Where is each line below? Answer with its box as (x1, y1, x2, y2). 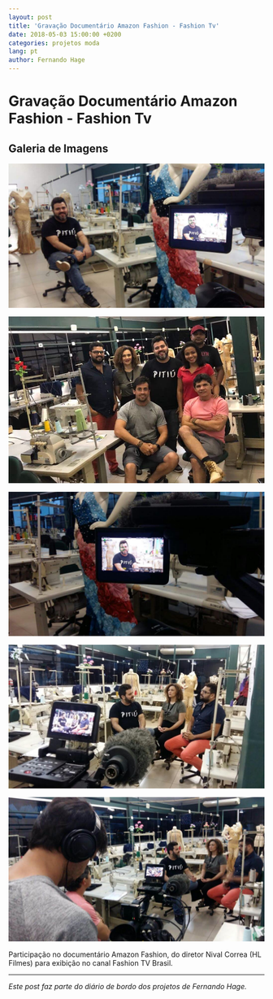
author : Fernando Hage (8, 56, 85, 64)
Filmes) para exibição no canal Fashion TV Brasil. (8, 958, 173, 967)
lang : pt (8, 47, 38, 56)
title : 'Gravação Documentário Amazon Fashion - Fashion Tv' (8, 21, 220, 30)
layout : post (8, 13, 53, 21)
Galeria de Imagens (8, 141, 109, 155)
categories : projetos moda (8, 39, 100, 47)
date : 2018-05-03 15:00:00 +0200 (8, 30, 122, 38)
